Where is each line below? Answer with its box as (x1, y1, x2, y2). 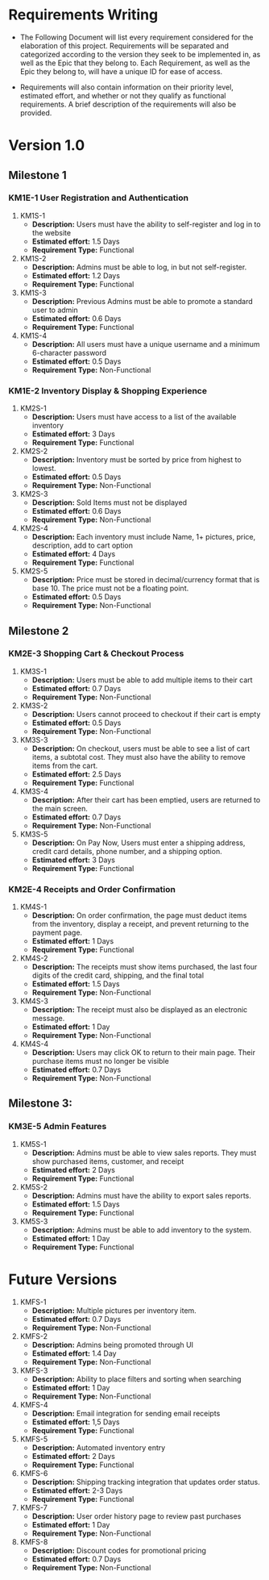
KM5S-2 (19, 1182, 48, 1191)
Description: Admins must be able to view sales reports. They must (31, 1148, 257, 1157)
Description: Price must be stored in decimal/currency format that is (31, 575, 260, 585)
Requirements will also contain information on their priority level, (19, 82, 234, 92)
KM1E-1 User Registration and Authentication (8, 192, 189, 203)
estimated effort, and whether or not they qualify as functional (19, 90, 226, 100)
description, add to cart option (31, 540, 134, 550)
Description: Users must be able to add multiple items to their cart (31, 675, 253, 685)
